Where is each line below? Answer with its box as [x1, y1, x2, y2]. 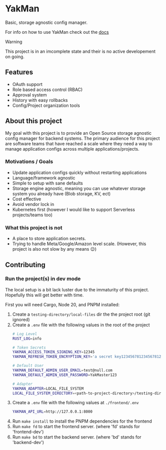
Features [5, 68, 33, 77]
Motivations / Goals [5, 158, 54, 165]
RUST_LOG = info [12, 336, 42, 341]
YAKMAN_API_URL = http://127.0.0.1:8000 [12, 409, 93, 414]
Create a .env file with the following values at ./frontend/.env [12, 400, 139, 406]
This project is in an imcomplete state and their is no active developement [5, 48, 156, 54]
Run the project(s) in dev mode [5, 275, 81, 282]
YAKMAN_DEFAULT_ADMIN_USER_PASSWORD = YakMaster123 [12, 372, 117, 377]
